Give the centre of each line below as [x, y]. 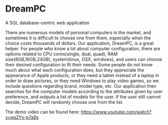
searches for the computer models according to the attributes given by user [84, 91]
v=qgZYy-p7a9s [22, 117]
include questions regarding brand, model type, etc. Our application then [81, 86]
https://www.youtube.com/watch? [116, 112]
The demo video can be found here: [42, 112]
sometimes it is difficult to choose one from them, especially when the [78, 38]
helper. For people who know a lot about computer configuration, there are [83, 48]
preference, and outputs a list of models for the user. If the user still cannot [83, 97]
